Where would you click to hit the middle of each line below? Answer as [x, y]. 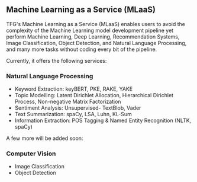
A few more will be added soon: [45, 138]
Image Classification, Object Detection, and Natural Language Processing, [96, 43]
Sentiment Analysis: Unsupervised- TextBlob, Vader [78, 108]
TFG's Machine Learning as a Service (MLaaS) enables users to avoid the [96, 24]
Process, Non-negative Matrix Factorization [68, 102]
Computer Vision [31, 154]
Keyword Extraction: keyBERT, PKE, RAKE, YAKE [74, 89]
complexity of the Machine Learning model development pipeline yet [90, 30]
